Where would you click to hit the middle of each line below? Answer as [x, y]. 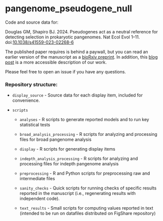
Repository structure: [32, 84]
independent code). [40, 199]
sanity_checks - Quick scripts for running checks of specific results [88, 188]
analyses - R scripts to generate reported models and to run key [84, 120]
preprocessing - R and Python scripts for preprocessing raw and [85, 173]
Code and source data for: [32, 22]
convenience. [26, 100]
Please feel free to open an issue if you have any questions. [66, 71]
